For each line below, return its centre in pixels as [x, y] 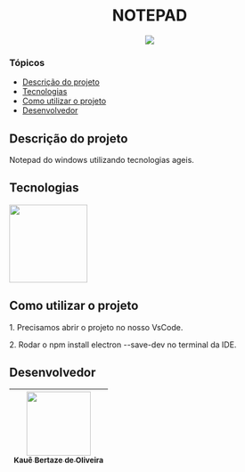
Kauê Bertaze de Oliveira [59, 460]
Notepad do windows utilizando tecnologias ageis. [102, 160]
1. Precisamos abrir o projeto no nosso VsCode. [96, 327]
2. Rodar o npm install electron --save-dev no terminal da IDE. [123, 345]
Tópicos [27, 62]
